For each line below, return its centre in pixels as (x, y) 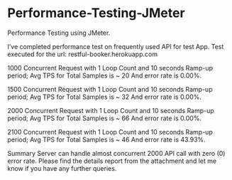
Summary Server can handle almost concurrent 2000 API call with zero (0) (116, 153)
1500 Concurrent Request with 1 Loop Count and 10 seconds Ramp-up (110, 89)
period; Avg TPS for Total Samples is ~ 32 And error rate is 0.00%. (105, 97)
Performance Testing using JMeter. (59, 33)
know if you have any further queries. (62, 168)
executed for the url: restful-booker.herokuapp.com (83, 54)
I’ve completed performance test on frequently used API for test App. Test (116, 46)
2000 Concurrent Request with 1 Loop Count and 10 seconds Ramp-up (111, 110)
